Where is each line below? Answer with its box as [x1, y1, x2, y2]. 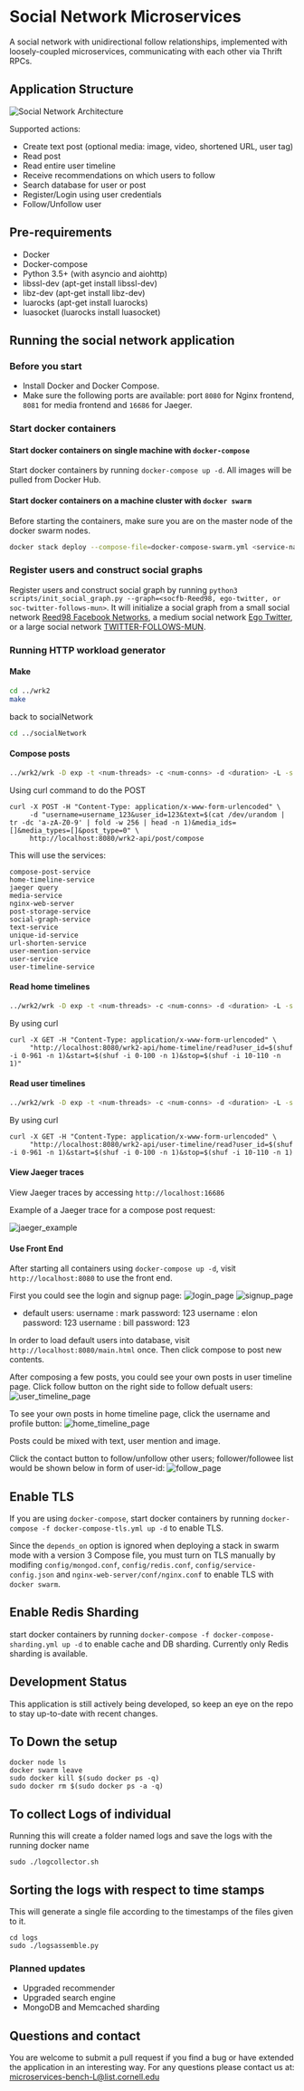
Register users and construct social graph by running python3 [9, 584, 238, 595]
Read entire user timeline [22, 160, 116, 171]
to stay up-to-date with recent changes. [9, 1708, 158, 1719]
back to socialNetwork [9, 711, 93, 721]
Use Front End [9, 1243, 63, 1254]
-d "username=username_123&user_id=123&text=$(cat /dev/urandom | [29, 810, 285, 819]
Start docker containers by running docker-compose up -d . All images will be [9, 464, 292, 476]
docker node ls [9, 1758, 67, 1767]
